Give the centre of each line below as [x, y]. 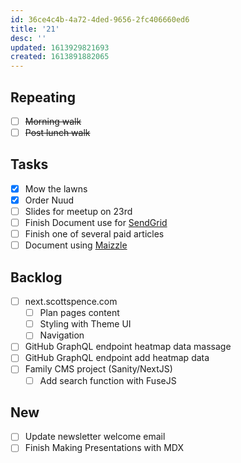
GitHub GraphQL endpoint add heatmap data [117, 358]
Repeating [43, 97]
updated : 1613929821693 [60, 47]
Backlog [36, 277]
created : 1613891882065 [60, 57]
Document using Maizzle [76, 245]
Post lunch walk [57, 132]
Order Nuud [49, 200]
